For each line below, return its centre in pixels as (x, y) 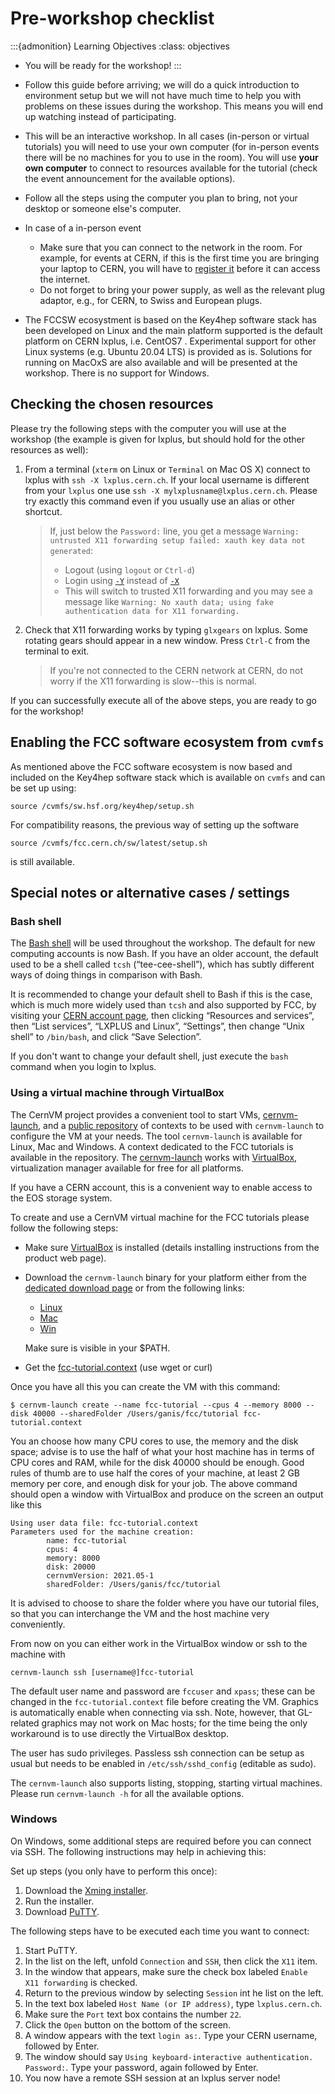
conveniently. (38, 1624)
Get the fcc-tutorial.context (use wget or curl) (118, 1367)
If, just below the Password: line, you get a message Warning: (174, 531)
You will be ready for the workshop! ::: (103, 65)
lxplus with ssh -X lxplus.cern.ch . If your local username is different (167, 479)
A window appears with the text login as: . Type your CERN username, (171, 2035)
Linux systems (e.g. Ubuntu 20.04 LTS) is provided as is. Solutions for (168, 351)
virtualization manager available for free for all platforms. (127, 1168)
